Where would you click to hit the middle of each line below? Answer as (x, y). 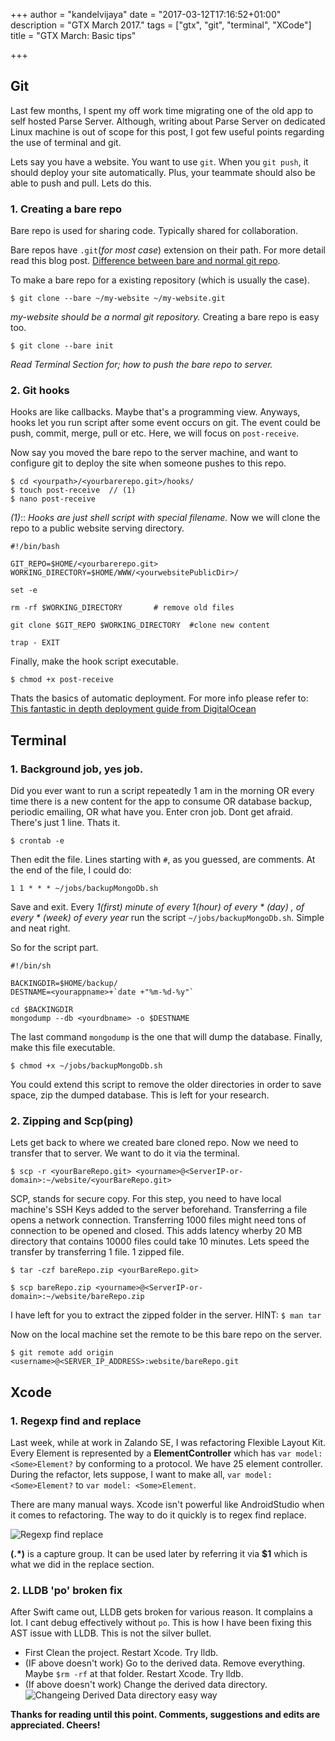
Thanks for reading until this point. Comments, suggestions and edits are (165, 1715)
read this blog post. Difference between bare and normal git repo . (145, 261)
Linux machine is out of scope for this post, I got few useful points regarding (167, 131)
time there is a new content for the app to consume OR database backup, (161, 801)
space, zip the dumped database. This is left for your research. (140, 1095)
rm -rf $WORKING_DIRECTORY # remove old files (122, 608)
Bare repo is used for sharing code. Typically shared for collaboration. (154, 231)
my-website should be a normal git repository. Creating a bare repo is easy (165, 317)
